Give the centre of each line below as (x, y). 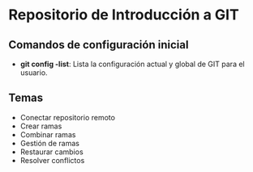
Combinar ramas (48, 134)
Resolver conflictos (52, 160)
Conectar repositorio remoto (68, 117)
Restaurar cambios (51, 152)
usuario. (34, 73)
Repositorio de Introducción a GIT (124, 15)
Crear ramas (41, 126)
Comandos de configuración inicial (99, 45)
